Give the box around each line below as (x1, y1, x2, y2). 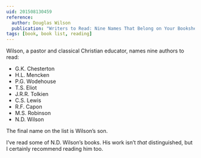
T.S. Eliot (14, 84, 37, 91)
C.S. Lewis (14, 97, 42, 104)
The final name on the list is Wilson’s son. (6, 128, 108, 135)
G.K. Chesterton (14, 65, 55, 72)
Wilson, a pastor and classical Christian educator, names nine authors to (6, 47, 184, 54)
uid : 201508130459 (6, 8, 52, 15)
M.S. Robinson (14, 110, 51, 117)
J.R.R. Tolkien (14, 91, 49, 98)
